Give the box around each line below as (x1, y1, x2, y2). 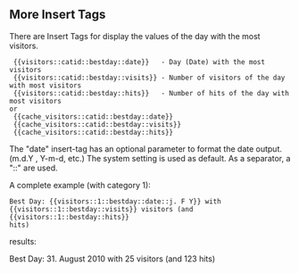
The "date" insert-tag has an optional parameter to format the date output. (9, 143, 283, 154)
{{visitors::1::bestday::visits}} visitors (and (9, 204, 194, 213)
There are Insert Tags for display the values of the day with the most (9, 30, 261, 41)
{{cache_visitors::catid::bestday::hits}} (12, 128, 174, 136)
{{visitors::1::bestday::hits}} (9, 212, 129, 221)
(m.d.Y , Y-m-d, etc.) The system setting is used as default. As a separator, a (9, 153, 291, 163)
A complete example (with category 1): (9, 179, 152, 190)
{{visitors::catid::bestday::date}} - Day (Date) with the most (12, 57, 266, 66)
